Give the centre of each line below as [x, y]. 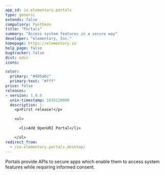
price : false [19, 86]
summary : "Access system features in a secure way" [61, 34]
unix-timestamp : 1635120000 [40, 100]
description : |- [27, 105]
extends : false [21, 19]
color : [12, 72]
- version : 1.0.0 [24, 95]
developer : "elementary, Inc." [39, 39]
